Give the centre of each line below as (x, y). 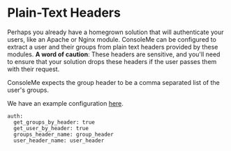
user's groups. (28, 90)
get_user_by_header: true (51, 128)
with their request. (33, 69)
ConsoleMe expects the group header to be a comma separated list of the (113, 82)
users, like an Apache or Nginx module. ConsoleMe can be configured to (112, 39)
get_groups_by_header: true (54, 122)
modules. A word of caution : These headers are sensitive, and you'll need (114, 54)
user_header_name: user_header (59, 141)
